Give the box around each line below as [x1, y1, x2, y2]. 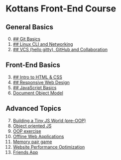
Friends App [12, 149, 38, 155]
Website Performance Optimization [12, 144, 85, 150]
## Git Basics [12, 36, 41, 42]
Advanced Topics [5, 104, 61, 113]
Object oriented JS [12, 123, 52, 129]
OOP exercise [12, 128, 41, 134]
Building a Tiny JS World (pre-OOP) [12, 117, 86, 123]
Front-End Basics [5, 61, 60, 70]
